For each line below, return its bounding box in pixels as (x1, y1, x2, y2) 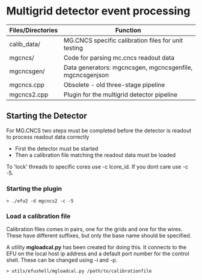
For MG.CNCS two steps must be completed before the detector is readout (6, 126, 192, 134)
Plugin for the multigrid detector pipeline (63, 90, 177, 99)
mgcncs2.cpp (9, 90, 49, 99)
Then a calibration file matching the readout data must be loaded (14, 151, 176, 158)
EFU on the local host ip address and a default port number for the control (6, 250, 189, 257)
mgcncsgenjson (63, 70, 109, 79)
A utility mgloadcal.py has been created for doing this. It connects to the (6, 244, 187, 251)
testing (63, 43, 83, 52)
